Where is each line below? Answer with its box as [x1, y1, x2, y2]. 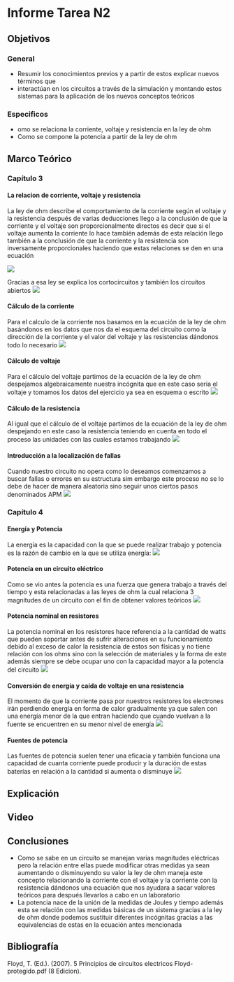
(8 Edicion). [47, 967, 82, 975]
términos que [17, 77, 56, 85]
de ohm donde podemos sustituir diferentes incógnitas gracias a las [17, 914, 213, 922]
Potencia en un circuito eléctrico [7, 565, 103, 573]
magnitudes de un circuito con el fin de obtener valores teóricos [7, 595, 192, 604]
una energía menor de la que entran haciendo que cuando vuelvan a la [7, 712, 211, 721]
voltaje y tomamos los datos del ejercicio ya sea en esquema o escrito [7, 388, 210, 396]
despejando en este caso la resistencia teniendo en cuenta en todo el [7, 427, 207, 435]
